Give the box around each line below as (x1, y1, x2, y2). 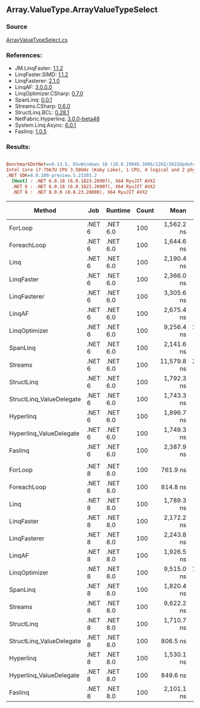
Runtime (106, 206, 131, 214)
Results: (6, 142, 31, 151)
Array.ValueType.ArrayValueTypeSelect (6, 5, 158, 15)
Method (33, 206, 57, 214)
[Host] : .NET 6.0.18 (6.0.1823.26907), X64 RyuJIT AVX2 (11, 178, 156, 184)
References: (6, 51, 43, 59)
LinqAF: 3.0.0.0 (14, 83, 52, 91)
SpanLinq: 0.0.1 (14, 96, 52, 103)
